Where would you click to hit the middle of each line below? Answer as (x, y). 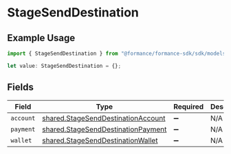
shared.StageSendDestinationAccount (104, 118)
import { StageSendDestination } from (63, 53)
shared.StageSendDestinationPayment (104, 129)
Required (188, 106)
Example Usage (41, 38)
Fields (21, 87)
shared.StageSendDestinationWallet (100, 140)
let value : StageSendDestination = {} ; (64, 66)
